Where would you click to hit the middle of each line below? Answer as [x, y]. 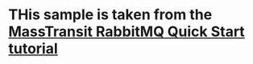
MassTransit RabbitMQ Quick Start [127, 32]
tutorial [33, 49]
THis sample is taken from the [110, 15]
